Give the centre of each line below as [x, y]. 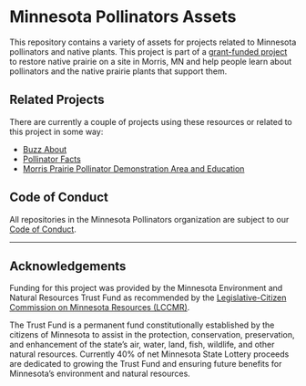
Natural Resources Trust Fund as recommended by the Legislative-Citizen [148, 297]
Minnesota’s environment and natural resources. [100, 374]
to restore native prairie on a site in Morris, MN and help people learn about [151, 61]
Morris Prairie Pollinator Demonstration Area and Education [133, 168]
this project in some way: [56, 131]
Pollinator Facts [52, 159]
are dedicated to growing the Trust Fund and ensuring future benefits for [146, 364]
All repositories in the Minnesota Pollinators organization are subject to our [149, 219]
